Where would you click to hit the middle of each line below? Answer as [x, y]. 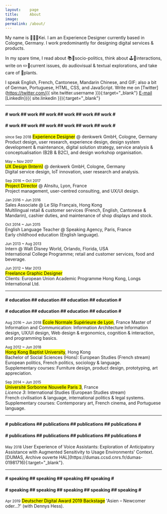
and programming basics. [31, 338]
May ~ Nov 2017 [19, 162]
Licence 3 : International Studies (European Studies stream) [65, 392]
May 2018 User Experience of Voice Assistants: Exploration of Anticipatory [80, 446]
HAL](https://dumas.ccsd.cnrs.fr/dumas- [101, 457]
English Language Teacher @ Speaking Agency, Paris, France [68, 229]
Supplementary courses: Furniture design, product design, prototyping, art [82, 367]
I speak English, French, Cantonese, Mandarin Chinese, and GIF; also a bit [81, 82]
